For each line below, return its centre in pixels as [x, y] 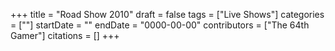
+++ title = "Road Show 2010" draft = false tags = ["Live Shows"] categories [167, 14]
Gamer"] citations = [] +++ [65, 35]
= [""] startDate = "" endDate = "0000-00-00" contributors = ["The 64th [160, 25]
